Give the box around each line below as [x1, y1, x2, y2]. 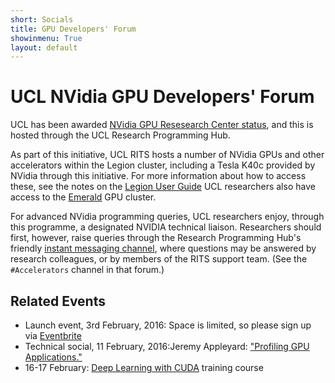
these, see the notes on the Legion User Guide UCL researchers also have [10, 181, 316, 193]
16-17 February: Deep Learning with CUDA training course [24, 362, 264, 373]
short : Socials [10, 14, 74, 25]
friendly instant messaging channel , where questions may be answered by [10, 242, 317, 255]
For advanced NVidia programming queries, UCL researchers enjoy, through [10, 211, 325, 223]
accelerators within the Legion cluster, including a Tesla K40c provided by [10, 159, 316, 171]
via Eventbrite [24, 330, 82, 341]
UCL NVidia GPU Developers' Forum [10, 86, 315, 108]
